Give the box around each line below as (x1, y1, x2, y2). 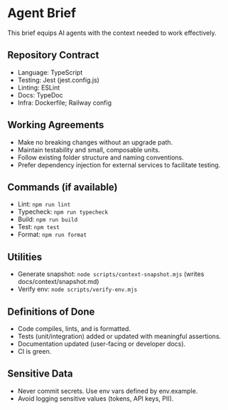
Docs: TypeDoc (17, 90, 63, 99)
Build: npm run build (17, 215, 78, 224)
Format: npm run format (17, 230, 87, 239)
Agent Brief (7, 5, 77, 21)
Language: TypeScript (17, 68, 83, 76)
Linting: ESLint (17, 83, 60, 92)
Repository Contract (7, 49, 99, 61)
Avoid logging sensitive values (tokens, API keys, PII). (17, 394, 174, 403)
